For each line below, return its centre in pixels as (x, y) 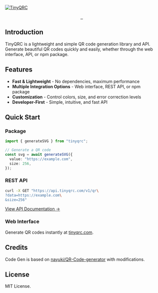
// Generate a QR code (28, 150)
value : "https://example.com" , (41, 159)
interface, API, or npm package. (37, 54)
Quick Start (23, 118)
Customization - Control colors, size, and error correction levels (77, 97)
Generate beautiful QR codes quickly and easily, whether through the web (79, 49)
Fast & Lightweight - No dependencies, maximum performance (76, 81)
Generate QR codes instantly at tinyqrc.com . (49, 232)
